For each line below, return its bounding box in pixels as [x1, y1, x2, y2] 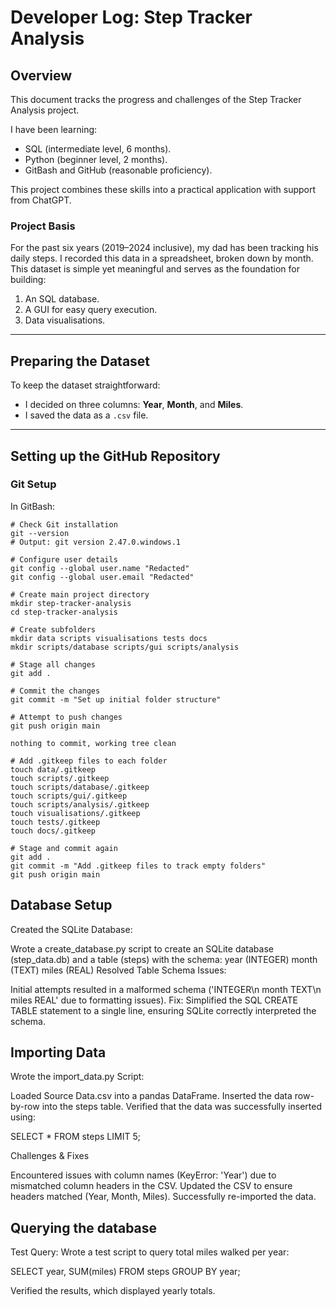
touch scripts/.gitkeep [10, 773, 110, 783]
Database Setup [10, 897, 113, 914]
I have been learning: [10, 124, 98, 135]
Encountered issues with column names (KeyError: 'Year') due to [10, 1169, 277, 1181]
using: [10, 1111, 36, 1123]
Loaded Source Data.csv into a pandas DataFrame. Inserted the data [10, 1090, 293, 1102]
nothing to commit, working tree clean [10, 738, 177, 748]
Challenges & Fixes [10, 1150, 90, 1162]
